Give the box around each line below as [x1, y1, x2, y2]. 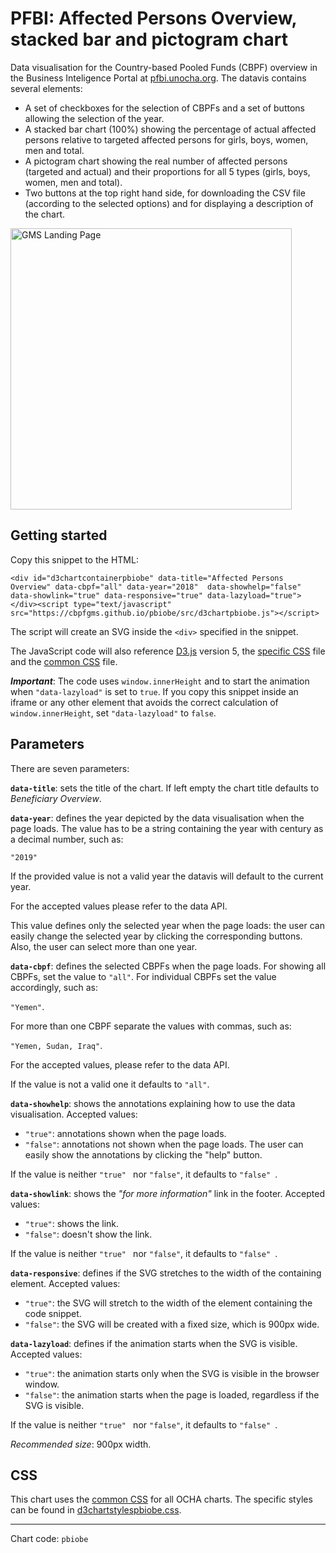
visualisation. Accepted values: [10, 1108, 138, 1120]
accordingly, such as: [10, 981, 98, 993]
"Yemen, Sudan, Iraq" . [10, 1039, 103, 1051]
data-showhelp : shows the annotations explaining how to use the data [10, 1097, 296, 1109]
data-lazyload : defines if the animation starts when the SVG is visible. [10, 1337, 298, 1349]
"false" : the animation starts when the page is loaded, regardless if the [24, 1388, 320, 1401]
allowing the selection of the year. [24, 112, 165, 124]
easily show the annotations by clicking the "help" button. [24, 1148, 263, 1161]
